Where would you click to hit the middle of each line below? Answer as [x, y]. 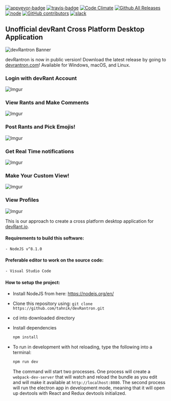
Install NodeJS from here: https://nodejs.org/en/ [63, 294]
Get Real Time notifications [40, 151]
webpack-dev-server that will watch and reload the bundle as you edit [85, 377]
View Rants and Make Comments [47, 103]
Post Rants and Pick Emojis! [40, 127]
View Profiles [22, 200]
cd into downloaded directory [44, 318]
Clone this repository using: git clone [53, 303]
